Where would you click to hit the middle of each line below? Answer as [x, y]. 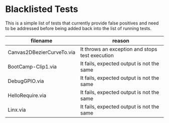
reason [121, 40]
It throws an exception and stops [119, 49]
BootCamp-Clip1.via [32, 66]
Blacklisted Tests [42, 9]
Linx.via [17, 109]
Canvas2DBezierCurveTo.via [41, 52]
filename [42, 40]
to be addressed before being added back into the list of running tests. [78, 28]
